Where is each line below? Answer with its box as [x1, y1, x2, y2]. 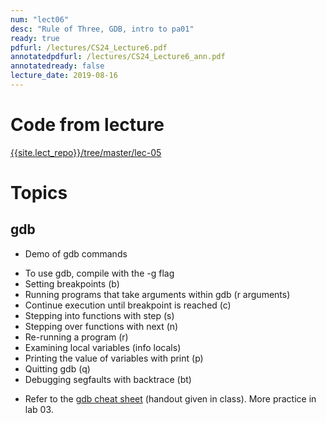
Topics [10, 182, 68, 204]
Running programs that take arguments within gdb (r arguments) [24, 288, 291, 300]
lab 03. [24, 403, 54, 415]
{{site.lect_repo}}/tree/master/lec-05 [10, 146, 162, 158]
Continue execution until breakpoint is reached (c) [24, 299, 232, 311]
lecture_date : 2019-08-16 [10, 71, 118, 81]
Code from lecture [10, 114, 165, 136]
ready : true [10, 33, 60, 43]
